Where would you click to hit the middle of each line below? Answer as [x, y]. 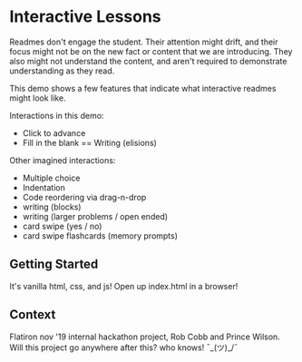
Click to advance [54, 132]
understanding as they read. [62, 71]
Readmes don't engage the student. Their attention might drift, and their [144, 42]
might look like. [38, 98]
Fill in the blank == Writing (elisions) [89, 142]
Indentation [44, 187]
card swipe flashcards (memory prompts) [100, 235]
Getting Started [54, 264]
